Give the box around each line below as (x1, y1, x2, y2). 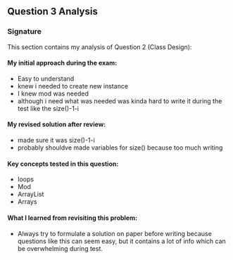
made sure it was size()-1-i (17, 136, 95, 145)
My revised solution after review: (7, 120, 106, 129)
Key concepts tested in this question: (7, 160, 119, 168)
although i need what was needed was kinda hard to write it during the (17, 96, 222, 105)
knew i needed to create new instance (17, 82, 129, 90)
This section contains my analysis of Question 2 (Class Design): (7, 42, 192, 51)
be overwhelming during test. (17, 244, 103, 252)
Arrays (17, 197, 37, 206)
